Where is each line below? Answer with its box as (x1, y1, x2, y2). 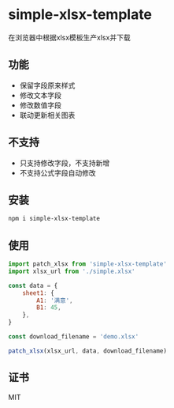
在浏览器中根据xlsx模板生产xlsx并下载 (8, 32, 131, 42)
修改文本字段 (19, 90, 61, 100)
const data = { (8, 281, 58, 289)
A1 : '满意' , (36, 297, 73, 304)
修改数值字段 (19, 100, 61, 110)
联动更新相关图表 (19, 110, 76, 119)
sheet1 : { (22, 289, 55, 297)
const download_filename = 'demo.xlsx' (8, 333, 139, 341)
